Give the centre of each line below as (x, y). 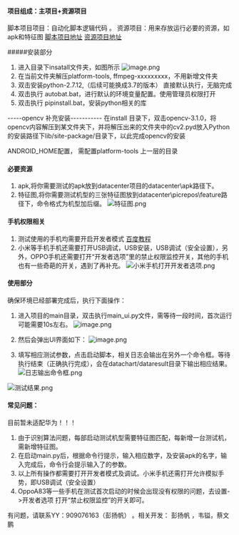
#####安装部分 (30, 52)
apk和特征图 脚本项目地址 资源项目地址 (65, 37)
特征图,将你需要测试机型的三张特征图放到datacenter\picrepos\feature (119, 195)
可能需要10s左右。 (45, 324)
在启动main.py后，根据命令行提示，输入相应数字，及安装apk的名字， (119, 456)
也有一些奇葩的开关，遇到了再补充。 (71, 265)
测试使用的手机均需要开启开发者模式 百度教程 (84, 238)
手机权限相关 (26, 221)
